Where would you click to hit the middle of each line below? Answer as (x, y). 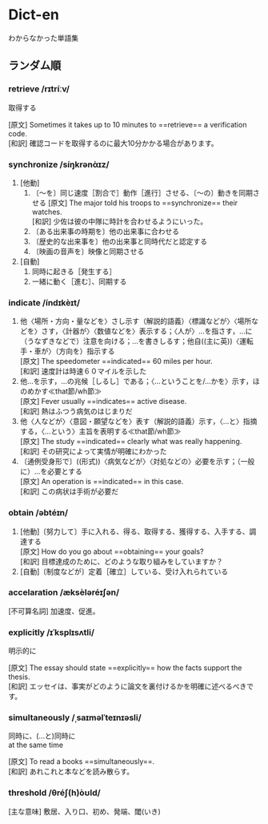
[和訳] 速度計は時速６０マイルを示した (83, 371)
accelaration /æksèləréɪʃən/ (64, 592)
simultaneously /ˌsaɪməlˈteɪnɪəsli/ (75, 717)
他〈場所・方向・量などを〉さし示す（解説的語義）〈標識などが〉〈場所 (136, 321)
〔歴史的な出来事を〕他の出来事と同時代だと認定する (120, 241)
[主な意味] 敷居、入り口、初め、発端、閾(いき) (85, 811)
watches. (47, 212)
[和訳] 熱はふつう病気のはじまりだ (76, 411)
